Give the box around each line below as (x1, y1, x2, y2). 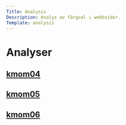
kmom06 (6, 110, 40, 120)
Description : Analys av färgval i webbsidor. (6, 14, 121, 20)
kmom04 (6, 69, 40, 79)
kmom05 (6, 89, 40, 99)
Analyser (6, 45, 52, 59)
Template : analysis (6, 20, 55, 26)
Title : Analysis (6, 8, 46, 15)
